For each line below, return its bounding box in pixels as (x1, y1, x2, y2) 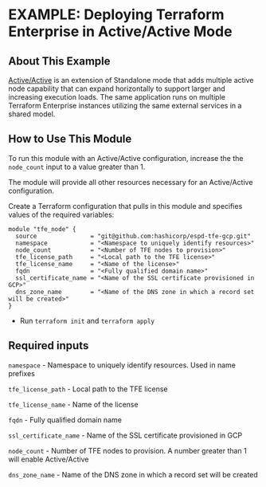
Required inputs (8, 339, 89, 352)
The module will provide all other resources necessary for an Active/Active (8, 177, 253, 187)
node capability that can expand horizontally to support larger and (8, 84, 225, 93)
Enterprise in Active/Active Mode (8, 22, 233, 41)
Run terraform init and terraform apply (19, 316, 155, 325)
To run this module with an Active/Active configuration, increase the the (8, 153, 244, 163)
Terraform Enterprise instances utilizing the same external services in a (8, 101, 242, 110)
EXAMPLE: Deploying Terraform (8, 6, 225, 24)
